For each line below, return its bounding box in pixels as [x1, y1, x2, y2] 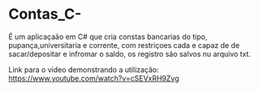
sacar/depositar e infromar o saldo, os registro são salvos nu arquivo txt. [8, 49, 252, 58]
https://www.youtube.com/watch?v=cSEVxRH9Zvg [8, 73, 180, 83]
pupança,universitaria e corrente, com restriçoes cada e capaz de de [8, 40, 240, 50]
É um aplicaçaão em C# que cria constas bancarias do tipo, [8, 32, 208, 41]
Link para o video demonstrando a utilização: [8, 64, 160, 74]
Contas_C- [8, 5, 82, 24]
